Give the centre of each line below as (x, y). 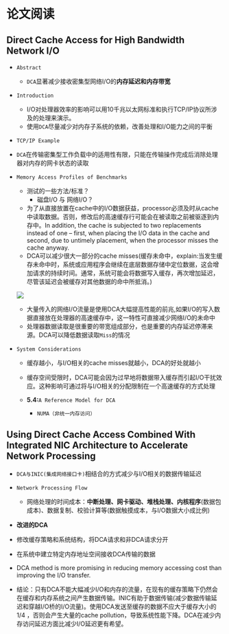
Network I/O (33, 51)
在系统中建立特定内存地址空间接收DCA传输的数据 (86, 554)
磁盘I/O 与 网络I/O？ (65, 199)
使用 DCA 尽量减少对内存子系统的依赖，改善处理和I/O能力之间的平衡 (120, 127)
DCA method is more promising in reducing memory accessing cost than (119, 567)
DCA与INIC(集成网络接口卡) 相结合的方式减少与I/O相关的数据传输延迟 (109, 473)
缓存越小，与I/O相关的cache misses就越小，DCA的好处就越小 (114, 363)
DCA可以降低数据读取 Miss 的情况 (84, 335)
